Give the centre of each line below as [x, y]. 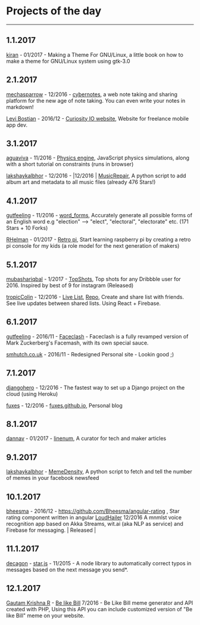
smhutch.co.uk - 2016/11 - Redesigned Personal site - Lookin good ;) [90, 354]
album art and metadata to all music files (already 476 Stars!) [81, 182]
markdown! [20, 107]
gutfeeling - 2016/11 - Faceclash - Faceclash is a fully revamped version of [97, 336]
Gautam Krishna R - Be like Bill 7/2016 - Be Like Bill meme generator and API [100, 603]
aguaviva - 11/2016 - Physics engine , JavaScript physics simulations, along [98, 158]
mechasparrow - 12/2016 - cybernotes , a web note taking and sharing [92, 94]
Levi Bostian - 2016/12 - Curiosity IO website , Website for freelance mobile [98, 118]
